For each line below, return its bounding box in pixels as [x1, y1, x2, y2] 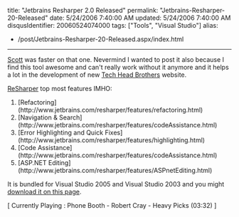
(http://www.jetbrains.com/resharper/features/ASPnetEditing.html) [17, 166, 213, 174]
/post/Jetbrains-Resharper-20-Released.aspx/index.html [17, 35, 184, 43]
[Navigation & [17, 113, 58, 122]
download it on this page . [7, 188, 82, 196]
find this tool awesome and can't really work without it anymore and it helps [7, 63, 229, 71]
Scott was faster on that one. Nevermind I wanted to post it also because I [7, 55, 225, 63]
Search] [59, 113, 83, 122]
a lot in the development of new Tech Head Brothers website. [7, 70, 187, 79]
